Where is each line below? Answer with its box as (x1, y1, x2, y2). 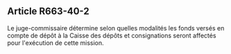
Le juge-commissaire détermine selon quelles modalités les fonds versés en (7, 24, 225, 32)
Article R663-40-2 (7, 6, 89, 17)
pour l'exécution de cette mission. (7, 38, 104, 47)
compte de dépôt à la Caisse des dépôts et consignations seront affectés (7, 31, 216, 39)
